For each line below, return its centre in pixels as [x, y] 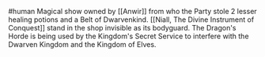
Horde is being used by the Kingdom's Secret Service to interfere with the [129, 36]
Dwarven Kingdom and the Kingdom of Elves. [82, 45]
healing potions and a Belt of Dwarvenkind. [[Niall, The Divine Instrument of [131, 20]
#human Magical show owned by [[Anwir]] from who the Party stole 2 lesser [132, 11]
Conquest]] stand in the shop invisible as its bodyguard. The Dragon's [122, 28]
